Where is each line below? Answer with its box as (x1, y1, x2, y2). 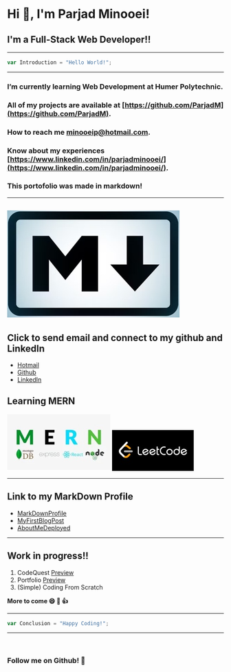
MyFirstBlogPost (16, 516, 65, 525)
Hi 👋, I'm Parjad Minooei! (7, 6, 150, 22)
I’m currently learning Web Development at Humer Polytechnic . (7, 82, 223, 91)
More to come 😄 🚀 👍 (7, 596, 69, 605)
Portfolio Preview (16, 576, 66, 584)
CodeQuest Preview (16, 568, 74, 576)
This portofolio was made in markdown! (7, 182, 143, 191)
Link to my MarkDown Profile (7, 491, 133, 503)
